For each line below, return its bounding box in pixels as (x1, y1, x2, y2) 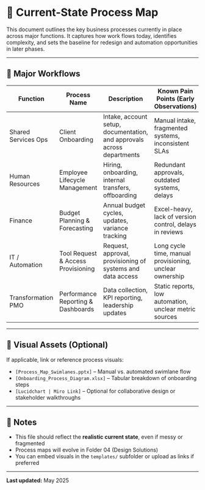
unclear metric (154, 305, 196, 313)
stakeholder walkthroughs (15, 393, 81, 401)
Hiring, (103, 160, 123, 169)
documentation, (103, 128, 148, 136)
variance (103, 224, 128, 232)
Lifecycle (59, 175, 85, 184)
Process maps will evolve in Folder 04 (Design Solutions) (15, 446, 159, 454)
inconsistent (154, 139, 189, 147)
